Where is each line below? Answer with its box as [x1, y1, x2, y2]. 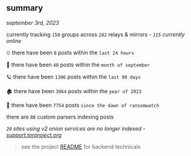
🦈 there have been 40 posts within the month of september [6, 61, 150, 68]
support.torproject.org [6, 131, 62, 138]
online [6, 37, 22, 44]
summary [6, 3, 44, 13]
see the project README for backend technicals [21, 143, 141, 150]
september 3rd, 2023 [6, 19, 59, 26]
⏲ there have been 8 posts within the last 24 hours [6, 49, 135, 56]
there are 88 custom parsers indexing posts [6, 113, 114, 120]
